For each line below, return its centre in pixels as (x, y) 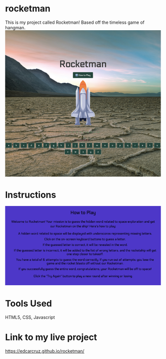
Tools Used (29, 304)
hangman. (15, 27)
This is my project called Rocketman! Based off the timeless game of (75, 22)
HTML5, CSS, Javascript (30, 317)
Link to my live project (51, 337)
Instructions (31, 195)
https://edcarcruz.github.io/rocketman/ (45, 351)
